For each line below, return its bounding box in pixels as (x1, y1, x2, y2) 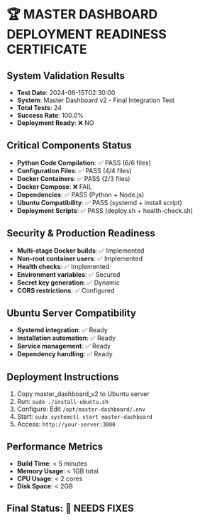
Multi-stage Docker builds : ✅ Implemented (16, 246, 145, 255)
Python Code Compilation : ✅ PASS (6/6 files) (16, 158, 152, 167)
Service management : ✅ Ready (16, 342, 111, 351)
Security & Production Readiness (6, 227, 155, 239)
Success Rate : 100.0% (16, 111, 84, 119)
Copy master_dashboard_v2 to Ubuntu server (16, 390, 150, 398)
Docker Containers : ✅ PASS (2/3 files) (16, 174, 130, 182)
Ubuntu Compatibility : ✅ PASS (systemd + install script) (16, 198, 182, 207)
